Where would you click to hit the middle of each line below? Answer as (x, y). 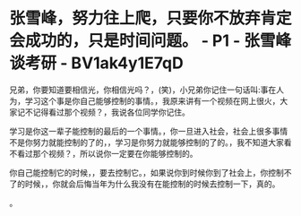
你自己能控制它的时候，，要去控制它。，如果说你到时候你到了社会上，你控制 (146, 172)
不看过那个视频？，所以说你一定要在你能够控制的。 (103, 153)
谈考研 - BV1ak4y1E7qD (96, 63)
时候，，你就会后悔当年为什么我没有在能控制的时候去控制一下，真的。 (152, 184)
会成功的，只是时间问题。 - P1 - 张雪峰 (150, 41)
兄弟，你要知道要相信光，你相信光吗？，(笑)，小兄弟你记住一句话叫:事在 (143, 90)
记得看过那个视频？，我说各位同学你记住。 (111, 112)
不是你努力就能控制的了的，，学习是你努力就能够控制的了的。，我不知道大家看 (150, 142)
